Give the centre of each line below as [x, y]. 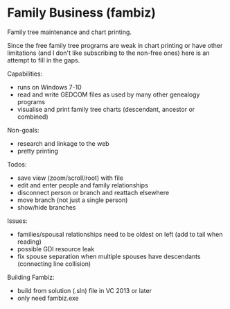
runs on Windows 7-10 [49, 87]
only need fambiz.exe [48, 298]
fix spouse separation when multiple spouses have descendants [109, 256]
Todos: [17, 164]
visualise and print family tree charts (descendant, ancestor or [106, 109]
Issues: [17, 221]
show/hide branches [46, 207]
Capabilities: [25, 74]
